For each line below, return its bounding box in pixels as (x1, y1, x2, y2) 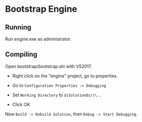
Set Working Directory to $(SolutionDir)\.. (12, 92, 102, 98)
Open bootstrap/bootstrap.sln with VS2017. (5, 63, 92, 69)
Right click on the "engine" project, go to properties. (12, 73, 118, 79)
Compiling (5, 50, 38, 59)
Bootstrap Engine (5, 3, 78, 15)
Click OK (12, 101, 30, 107)
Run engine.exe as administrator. (5, 36, 71, 42)
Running (5, 23, 32, 31)
